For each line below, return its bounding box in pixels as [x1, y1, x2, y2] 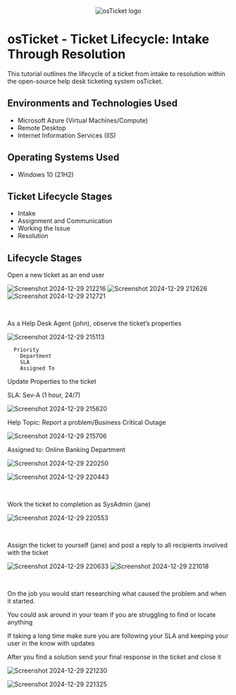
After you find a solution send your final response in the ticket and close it [7, 653, 222, 661]
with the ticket [7, 549, 49, 557]
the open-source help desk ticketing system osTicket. [7, 77, 163, 85]
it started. [7, 597, 35, 606]
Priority [13, 346, 39, 353]
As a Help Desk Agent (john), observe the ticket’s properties [7, 319, 182, 327]
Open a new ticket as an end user [7, 271, 105, 280]
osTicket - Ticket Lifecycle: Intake [7, 32, 210, 47]
